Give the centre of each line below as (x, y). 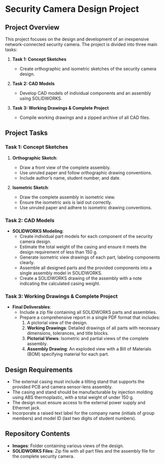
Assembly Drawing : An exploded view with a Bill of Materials (89, 349)
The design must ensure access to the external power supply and (79, 403)
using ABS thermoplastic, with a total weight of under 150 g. (73, 397)
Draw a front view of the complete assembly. (65, 167)
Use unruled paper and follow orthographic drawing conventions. (86, 173)
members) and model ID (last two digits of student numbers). (74, 419)
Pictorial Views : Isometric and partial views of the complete (88, 339)
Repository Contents (38, 434)
